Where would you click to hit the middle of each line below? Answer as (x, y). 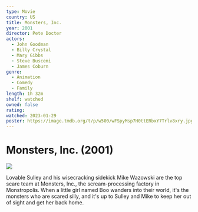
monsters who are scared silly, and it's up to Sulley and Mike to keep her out (99, 196)
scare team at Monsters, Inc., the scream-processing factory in (83, 184)
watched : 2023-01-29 (32, 115)
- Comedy (22, 83)
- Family (22, 88)
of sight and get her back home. (45, 203)
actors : (16, 39)
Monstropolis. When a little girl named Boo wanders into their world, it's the (98, 190)
